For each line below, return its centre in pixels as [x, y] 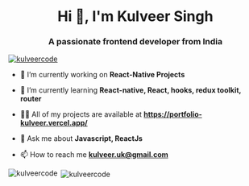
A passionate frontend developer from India [135, 42]
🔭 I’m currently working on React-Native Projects [102, 75]
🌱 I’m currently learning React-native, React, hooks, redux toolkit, [131, 90]
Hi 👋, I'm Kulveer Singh [135, 17]
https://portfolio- [173, 114]
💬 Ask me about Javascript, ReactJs [81, 138]
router [31, 99]
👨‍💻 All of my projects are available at [81, 114]
